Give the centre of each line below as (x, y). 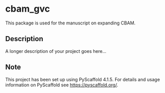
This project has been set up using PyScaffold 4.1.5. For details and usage (83, 79)
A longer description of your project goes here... (56, 51)
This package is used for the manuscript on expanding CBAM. (71, 23)
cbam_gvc (28, 9)
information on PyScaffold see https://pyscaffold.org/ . (62, 85)
